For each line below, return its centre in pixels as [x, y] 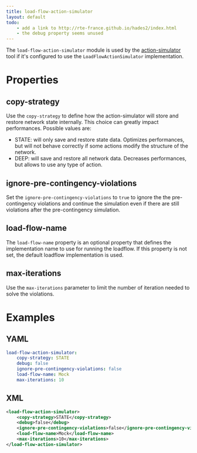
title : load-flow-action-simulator [50, 11]
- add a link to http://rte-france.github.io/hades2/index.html [97, 28]
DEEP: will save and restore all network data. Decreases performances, [100, 159]
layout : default [26, 17]
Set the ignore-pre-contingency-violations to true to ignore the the [89, 197]
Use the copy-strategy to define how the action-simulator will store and [92, 116]
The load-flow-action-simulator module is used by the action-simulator [94, 50]
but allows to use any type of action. [58, 165]
